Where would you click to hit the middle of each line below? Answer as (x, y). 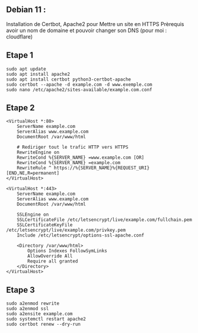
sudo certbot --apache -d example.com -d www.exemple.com (79, 84)
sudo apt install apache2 (38, 74)
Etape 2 (20, 108)
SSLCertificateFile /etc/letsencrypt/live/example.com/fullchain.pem (105, 220)
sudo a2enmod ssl (28, 309)
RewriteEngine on (38, 153)
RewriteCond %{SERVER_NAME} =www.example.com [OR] (81, 158)
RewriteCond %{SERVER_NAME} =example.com (68, 163)
